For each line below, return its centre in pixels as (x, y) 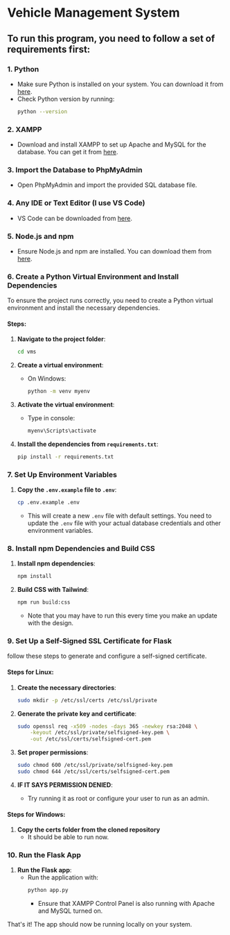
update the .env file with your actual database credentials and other (124, 523)
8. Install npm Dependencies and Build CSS (81, 549)
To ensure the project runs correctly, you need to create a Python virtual (110, 301)
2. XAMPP (25, 129)
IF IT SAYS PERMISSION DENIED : (65, 785)
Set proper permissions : (53, 752)
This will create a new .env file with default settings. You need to (120, 516)
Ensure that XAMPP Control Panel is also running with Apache (126, 904)
